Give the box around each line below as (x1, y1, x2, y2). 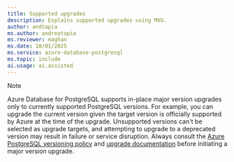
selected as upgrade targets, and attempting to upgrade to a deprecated (7, 124, 216, 133)
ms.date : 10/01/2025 (7, 43, 68, 50)
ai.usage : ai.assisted (7, 62, 73, 69)
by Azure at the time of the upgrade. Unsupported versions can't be (7, 117, 203, 126)
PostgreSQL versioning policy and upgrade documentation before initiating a (7, 139, 228, 147)
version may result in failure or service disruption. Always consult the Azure (7, 132, 225, 140)
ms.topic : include (7, 56, 61, 63)
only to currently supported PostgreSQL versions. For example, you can (7, 102, 214, 110)
